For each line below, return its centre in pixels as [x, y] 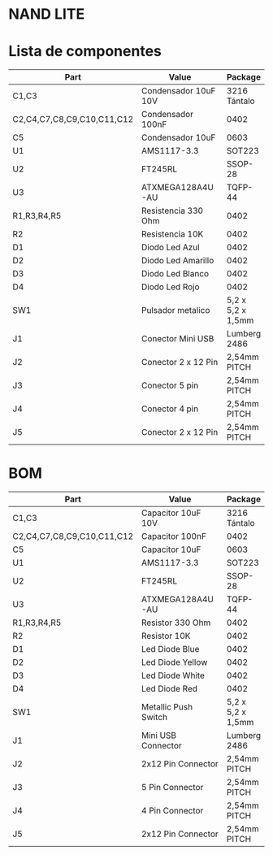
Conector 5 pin [170, 385]
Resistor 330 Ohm [176, 623]
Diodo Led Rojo [170, 287]
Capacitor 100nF [174, 536]
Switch [154, 718]
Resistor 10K [166, 636]
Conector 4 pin [170, 409]
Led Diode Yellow [174, 662]
